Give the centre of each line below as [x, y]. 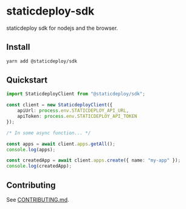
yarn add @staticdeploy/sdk [42, 61]
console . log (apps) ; [31, 149]
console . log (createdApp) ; [39, 166]
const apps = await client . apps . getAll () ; [61, 144]
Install [18, 47]
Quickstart [27, 80]
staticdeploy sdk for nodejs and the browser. [62, 28]
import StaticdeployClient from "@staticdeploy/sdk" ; [76, 94]
